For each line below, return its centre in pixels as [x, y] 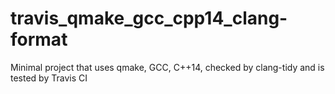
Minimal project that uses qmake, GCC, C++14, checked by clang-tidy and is [167, 67]
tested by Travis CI [49, 78]
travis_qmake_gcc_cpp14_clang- [149, 18]
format [39, 39]
